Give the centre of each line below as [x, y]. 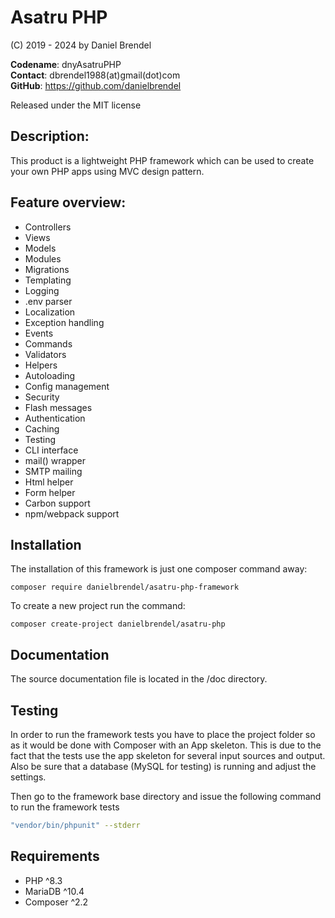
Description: [50, 136]
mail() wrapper [55, 460]
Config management [67, 386]
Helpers [41, 365]
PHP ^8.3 [43, 880]
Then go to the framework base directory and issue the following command [166, 796]
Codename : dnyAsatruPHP [66, 64]
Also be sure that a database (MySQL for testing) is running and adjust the [163, 766]
